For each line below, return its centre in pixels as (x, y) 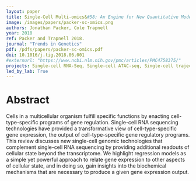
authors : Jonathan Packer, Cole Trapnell (57, 28)
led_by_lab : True (27, 71)
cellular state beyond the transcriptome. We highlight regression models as (96, 154)
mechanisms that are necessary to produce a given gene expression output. (98, 172)
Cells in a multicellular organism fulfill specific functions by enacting (88, 116)
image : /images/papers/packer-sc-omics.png (60, 22)
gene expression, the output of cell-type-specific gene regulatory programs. (98, 135)
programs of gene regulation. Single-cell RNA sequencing (109, 123)
